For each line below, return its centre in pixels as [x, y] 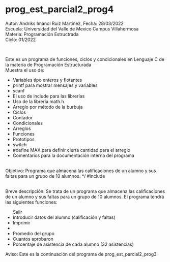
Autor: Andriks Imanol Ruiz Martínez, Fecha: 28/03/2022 [64, 23]
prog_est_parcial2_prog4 [60, 9]
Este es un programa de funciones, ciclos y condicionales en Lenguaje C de [85, 59]
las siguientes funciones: [31, 202]
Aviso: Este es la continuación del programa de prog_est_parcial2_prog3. [81, 254]
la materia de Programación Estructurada [48, 64]
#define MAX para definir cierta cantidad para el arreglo [72, 150]
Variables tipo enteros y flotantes [47, 80]
